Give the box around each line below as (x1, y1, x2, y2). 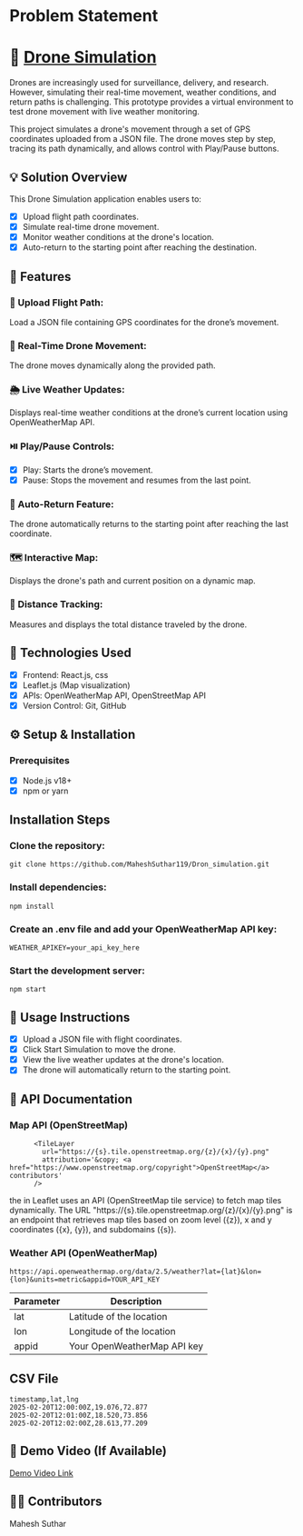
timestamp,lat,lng (9, 1395, 79, 1404)
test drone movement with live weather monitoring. (9, 106, 200, 117)
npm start (9, 985, 47, 994)
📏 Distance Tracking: (9, 598, 103, 611)
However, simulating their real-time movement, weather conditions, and (9, 87, 277, 98)
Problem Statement (9, 5, 159, 26)
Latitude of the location (68, 1311, 168, 1323)
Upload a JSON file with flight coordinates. (22, 1033, 183, 1045)
